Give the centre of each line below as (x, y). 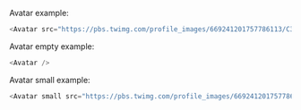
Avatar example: (39, 13)
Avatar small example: (50, 80)
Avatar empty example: (52, 46)
